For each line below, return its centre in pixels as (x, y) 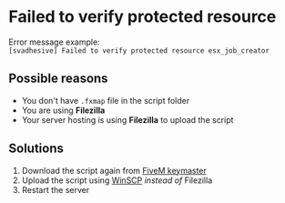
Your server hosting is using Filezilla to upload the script (127, 119)
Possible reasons (58, 79)
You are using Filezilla (63, 110)
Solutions (36, 149)
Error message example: (55, 42)
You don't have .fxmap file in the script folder (106, 100)
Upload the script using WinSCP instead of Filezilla (117, 180)
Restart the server (56, 189)
